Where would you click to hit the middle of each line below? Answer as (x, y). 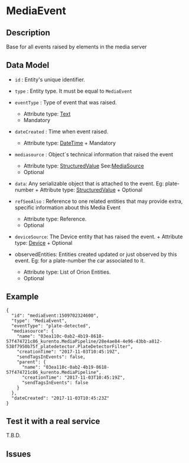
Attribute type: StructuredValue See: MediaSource (84, 166)
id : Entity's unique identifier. (50, 79)
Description (28, 33)
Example (22, 297)
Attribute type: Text (47, 114)
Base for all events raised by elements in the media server (76, 47)
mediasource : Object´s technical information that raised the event (94, 154)
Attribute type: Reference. (55, 219)
